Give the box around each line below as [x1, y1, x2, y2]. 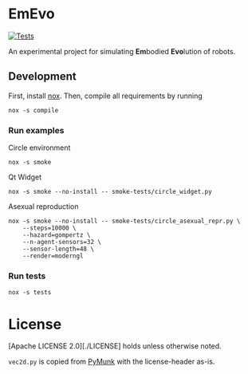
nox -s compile [8, 106, 59, 114]
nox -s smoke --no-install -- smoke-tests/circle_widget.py [8, 188, 213, 196]
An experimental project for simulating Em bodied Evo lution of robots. [8, 46, 236, 56]
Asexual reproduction [8, 202, 79, 211]
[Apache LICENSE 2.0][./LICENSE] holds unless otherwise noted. [8, 341, 222, 351]
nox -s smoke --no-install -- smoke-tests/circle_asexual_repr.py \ [8, 217, 241, 226]
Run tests [8, 270, 46, 281]
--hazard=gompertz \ [22, 231, 91, 239]
